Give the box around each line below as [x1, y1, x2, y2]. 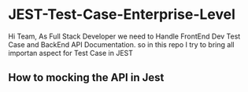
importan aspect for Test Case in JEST [8, 48, 134, 57]
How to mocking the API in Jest [8, 71, 165, 84]
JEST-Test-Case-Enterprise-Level [8, 6, 236, 24]
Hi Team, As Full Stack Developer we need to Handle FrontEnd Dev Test [8, 31, 241, 41]
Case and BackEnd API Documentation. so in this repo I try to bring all [8, 39, 235, 49]
